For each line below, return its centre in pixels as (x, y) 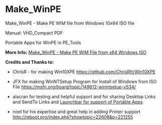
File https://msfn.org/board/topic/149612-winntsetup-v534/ (74, 87)
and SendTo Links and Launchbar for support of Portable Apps (77, 102)
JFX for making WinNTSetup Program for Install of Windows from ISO (85, 81)
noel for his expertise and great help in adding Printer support (76, 111)
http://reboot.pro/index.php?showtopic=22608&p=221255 (73, 117)
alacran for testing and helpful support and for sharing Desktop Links (84, 96)
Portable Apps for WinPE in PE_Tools (43, 42)
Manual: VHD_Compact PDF (34, 33)
